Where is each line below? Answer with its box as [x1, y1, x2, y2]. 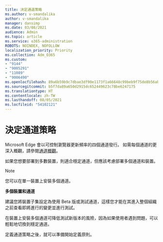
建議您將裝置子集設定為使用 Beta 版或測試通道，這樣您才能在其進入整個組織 [5, 198, 157, 205]
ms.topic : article [5, 35, 42, 39]
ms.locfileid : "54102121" [5, 102, 57, 107]
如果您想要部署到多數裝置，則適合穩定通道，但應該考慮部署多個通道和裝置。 [5, 158, 158, 164]
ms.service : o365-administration [5, 39, 73, 44]
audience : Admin [5, 30, 38, 35]
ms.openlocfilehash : [5, 79, 47, 84]
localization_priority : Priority [5, 48, 73, 53]
